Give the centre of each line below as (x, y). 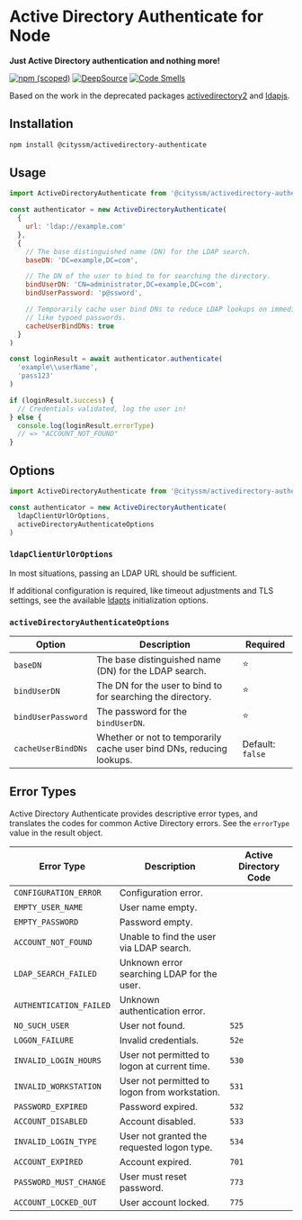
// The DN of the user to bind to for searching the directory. (148, 277)
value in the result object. (56, 833)
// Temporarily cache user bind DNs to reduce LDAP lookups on (147, 310)
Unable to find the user (168, 936)
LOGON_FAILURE (44, 1040)
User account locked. (164, 1202)
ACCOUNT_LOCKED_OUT (55, 1202)
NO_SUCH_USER (42, 1025)
